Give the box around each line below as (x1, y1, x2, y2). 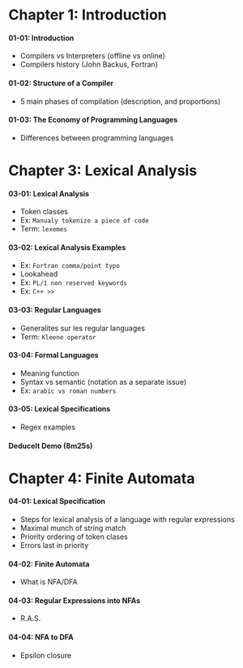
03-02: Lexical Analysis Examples (8, 242, 126, 252)
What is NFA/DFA (19, 577, 79, 587)
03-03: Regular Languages (8, 304, 101, 314)
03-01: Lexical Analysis (8, 188, 90, 198)
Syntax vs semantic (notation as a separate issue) (19, 377, 187, 386)
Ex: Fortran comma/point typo (19, 261, 120, 270)
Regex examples (19, 422, 75, 432)
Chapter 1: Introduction (8, 6, 168, 24)
